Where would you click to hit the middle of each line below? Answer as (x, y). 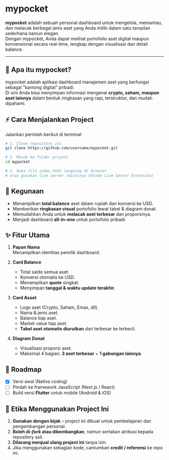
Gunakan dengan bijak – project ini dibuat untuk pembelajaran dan (82, 421)
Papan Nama (26, 247)
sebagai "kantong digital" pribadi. (40, 87)
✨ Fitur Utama (28, 235)
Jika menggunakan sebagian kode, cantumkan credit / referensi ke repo (88, 448)
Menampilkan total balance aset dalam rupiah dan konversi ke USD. (83, 203)
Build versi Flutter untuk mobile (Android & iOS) (62, 393)
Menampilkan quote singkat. (50, 283)
